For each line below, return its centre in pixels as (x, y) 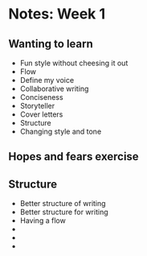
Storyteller (37, 106)
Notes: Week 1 (57, 14)
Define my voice (47, 80)
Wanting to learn (51, 44)
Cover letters (41, 114)
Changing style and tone (61, 131)
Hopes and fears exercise (73, 157)
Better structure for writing (64, 212)
